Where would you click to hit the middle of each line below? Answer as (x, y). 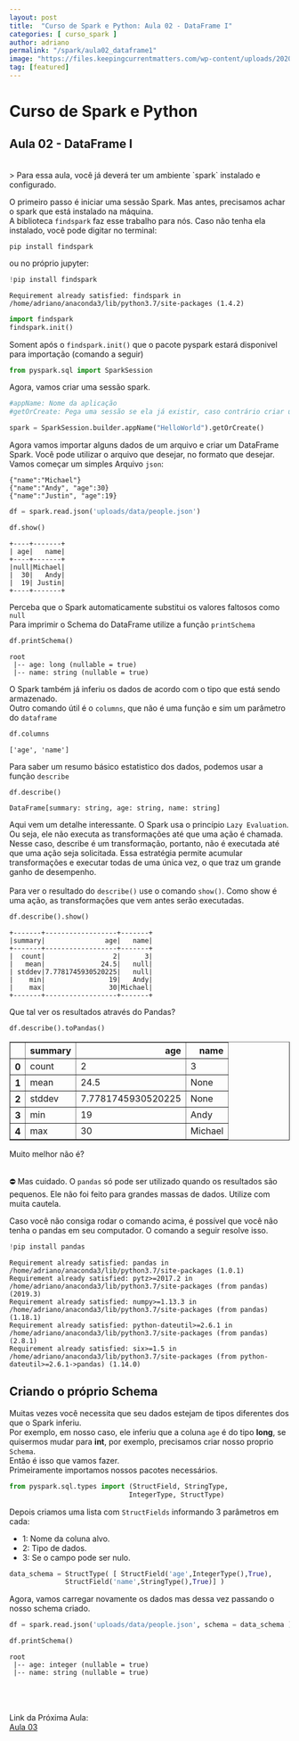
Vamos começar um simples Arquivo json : (87, 464)
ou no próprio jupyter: (49, 263)
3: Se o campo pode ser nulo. (76, 1557)
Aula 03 (24, 1728)
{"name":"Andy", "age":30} (59, 488)
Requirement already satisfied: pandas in (89, 1263)
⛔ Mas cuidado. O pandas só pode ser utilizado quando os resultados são (143, 1182)
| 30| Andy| (37, 575)
